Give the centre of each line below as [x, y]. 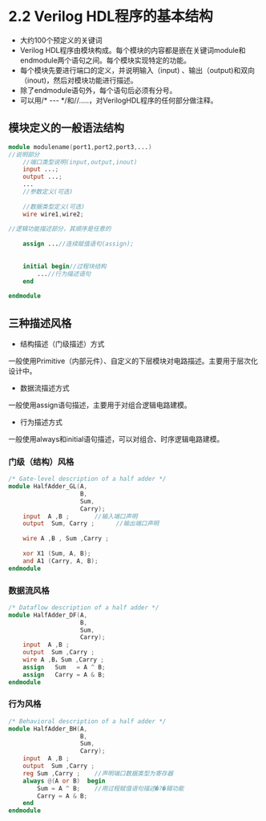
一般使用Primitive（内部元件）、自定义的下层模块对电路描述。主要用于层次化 [133, 361]
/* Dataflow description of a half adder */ [84, 607]
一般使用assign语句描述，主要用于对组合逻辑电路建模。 [100, 405]
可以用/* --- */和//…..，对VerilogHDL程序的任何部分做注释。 [119, 100]
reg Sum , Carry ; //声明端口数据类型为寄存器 [98, 773]
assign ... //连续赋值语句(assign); [79, 244]
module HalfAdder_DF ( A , [48, 615]
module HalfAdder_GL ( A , [48, 487]
